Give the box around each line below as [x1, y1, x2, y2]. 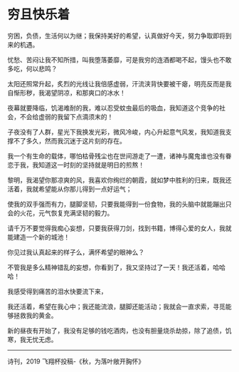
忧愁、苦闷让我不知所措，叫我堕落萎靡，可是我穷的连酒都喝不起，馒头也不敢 [7, 55, 232, 64]
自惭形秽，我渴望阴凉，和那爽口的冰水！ [7, 88, 126, 97]
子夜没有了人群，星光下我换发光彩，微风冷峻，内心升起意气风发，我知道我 [7, 128, 225, 136]
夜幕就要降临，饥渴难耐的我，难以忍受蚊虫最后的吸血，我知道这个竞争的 [7, 103, 219, 112]
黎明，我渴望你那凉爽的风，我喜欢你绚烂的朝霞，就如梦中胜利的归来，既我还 [7, 175, 232, 184]
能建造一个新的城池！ [7, 232, 70, 241]
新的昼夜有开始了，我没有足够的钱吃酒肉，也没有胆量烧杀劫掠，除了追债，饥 [7, 326, 232, 335]
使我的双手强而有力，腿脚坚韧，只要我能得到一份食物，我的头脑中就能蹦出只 [7, 200, 232, 208]
